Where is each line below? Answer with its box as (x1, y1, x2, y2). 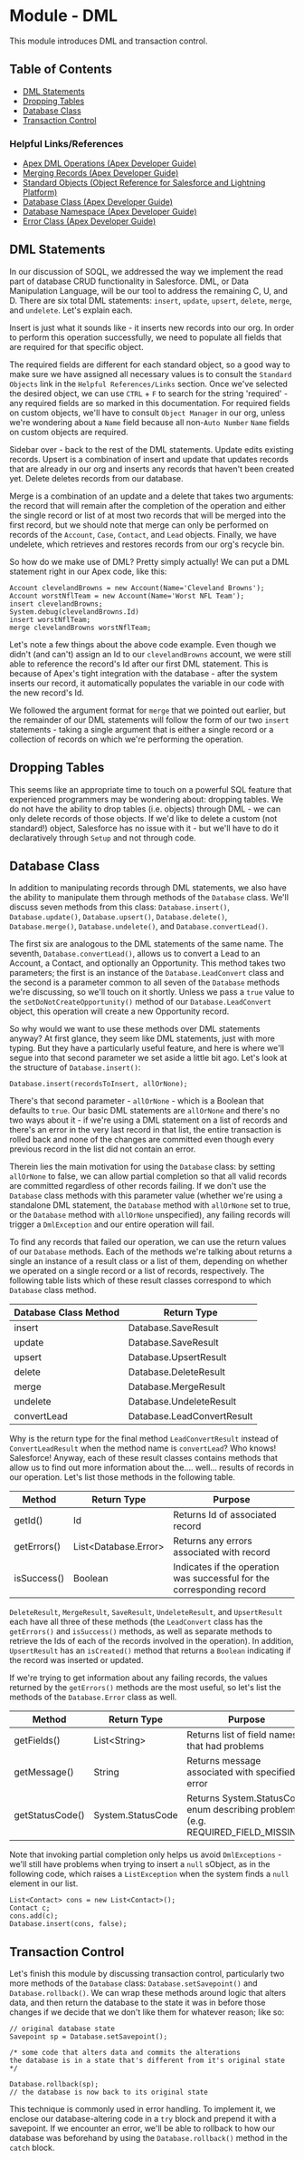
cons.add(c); (9, 1912, 59, 1921)
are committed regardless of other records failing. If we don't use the (9, 1181, 267, 1192)
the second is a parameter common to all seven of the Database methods (9, 977, 280, 988)
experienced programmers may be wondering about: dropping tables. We (9, 793, 283, 804)
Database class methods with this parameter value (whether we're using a (9, 1190, 283, 1202)
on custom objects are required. (9, 426, 128, 437)
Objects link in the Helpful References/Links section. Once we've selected (9, 378, 288, 389)
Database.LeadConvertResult (128, 1410, 253, 1423)
